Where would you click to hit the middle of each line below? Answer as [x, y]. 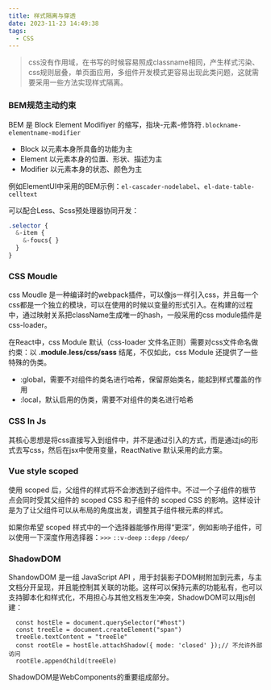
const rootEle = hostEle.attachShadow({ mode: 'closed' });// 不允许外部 [139, 646]
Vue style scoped [44, 471]
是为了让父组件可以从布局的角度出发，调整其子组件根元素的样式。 [118, 510]
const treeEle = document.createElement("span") [99, 630]
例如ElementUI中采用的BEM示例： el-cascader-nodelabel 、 [106, 186]
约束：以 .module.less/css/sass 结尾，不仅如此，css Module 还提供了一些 [133, 353]
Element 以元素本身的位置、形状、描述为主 [91, 159]
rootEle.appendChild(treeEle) [66, 661]
